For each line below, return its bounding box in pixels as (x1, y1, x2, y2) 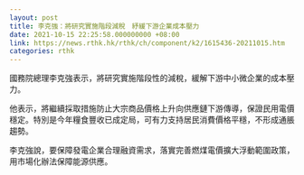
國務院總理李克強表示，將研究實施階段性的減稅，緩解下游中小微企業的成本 (9, 73, 287, 84)
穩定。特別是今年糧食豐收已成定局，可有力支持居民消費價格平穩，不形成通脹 (9, 115, 295, 125)
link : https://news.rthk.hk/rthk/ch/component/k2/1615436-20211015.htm (9, 38, 285, 48)
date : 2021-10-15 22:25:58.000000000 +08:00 (9, 30, 180, 39)
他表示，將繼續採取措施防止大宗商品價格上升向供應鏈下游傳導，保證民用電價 (9, 103, 295, 114)
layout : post (9, 13, 59, 23)
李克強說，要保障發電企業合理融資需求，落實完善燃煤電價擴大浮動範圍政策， (9, 145, 295, 156)
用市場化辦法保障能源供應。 (9, 156, 113, 167)
